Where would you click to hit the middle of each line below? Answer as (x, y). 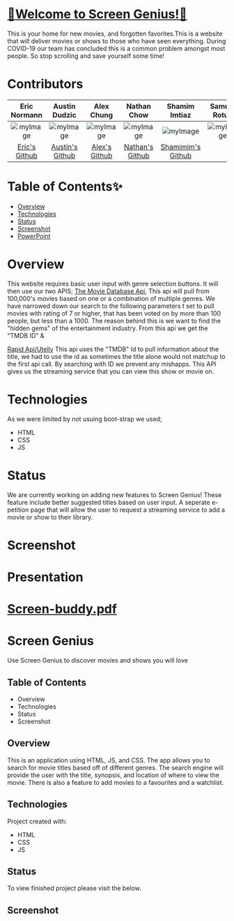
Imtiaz (181, 115)
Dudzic (64, 115)
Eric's (26, 147)
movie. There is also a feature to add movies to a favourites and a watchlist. (116, 782)
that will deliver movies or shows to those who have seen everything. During (117, 40)
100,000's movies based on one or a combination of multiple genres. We (111, 298)
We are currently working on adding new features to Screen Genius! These (115, 494)
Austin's (64, 147)
